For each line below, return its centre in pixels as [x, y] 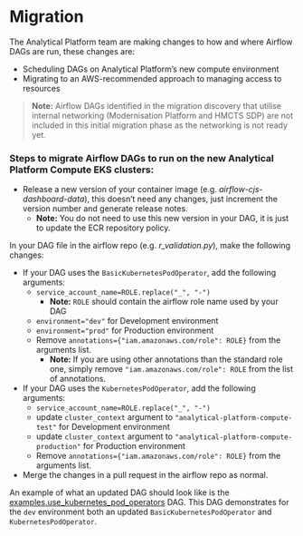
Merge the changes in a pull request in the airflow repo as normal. [145, 475]
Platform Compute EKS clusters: [82, 170]
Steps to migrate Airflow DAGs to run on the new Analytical [142, 158]
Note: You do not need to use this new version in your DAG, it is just [162, 219]
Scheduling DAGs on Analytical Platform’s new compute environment [151, 69]
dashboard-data [53, 199]
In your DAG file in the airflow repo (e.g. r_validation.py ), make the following [150, 246]
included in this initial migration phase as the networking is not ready [159, 125]
